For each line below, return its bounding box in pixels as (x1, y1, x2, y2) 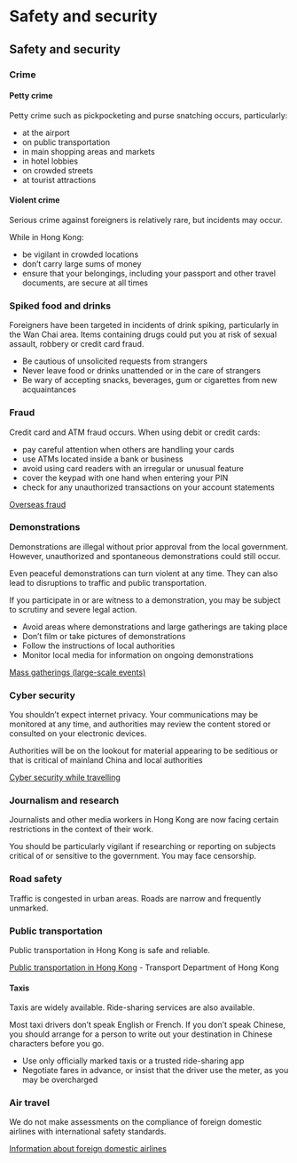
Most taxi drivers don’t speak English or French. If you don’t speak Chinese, (9, 1020, 286, 1031)
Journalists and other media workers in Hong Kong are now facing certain (9, 814, 279, 825)
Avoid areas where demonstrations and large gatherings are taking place (21, 621, 288, 632)
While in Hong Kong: (9, 231, 84, 242)
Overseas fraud (9, 499, 66, 509)
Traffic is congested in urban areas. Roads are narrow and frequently (9, 893, 262, 903)
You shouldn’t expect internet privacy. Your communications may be (9, 710, 259, 720)
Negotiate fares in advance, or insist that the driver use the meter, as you (21, 1065, 289, 1076)
